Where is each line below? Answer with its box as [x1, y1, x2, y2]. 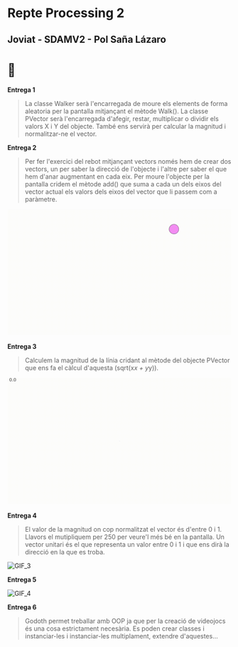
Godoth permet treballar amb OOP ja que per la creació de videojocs [24, 616, 226, 625]
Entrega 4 [7, 511, 37, 520]
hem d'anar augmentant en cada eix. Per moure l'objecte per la [24, 172, 210, 181]
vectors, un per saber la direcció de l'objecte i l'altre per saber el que [24, 164, 227, 173]
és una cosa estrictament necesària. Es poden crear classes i [24, 624, 205, 633]
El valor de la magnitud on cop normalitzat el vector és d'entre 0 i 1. [24, 525, 222, 533]
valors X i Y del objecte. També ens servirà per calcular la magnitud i [24, 122, 226, 130]
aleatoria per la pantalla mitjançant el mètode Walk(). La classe [24, 107, 208, 115]
